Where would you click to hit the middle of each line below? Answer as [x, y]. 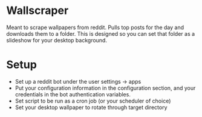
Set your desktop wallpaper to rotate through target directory [91, 107]
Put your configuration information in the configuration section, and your [105, 88]
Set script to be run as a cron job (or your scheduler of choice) [93, 101]
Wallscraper [37, 11]
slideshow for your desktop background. [57, 40]
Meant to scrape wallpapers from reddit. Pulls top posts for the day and [95, 27]
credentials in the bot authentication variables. [73, 94]
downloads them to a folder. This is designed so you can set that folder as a [101, 33]
